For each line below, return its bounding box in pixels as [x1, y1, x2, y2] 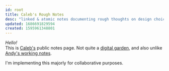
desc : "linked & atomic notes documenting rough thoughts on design [5, 16, 152, 21]
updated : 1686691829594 [5, 21, 55, 26]
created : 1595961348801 [5, 26, 55, 31]
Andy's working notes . [5, 50, 52, 56]
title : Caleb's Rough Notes [5, 12, 64, 17]
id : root [5, 7, 24, 12]
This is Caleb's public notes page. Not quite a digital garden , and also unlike [5, 45, 162, 51]
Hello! [5, 39, 18, 45]
